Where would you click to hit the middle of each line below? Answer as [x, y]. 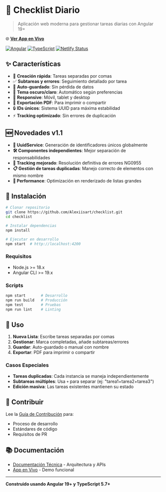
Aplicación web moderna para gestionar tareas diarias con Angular [85, 24]
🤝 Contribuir [25, 402]
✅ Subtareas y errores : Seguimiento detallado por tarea [70, 81]
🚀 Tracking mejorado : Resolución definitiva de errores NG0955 [77, 163]
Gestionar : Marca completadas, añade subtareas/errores [71, 342]
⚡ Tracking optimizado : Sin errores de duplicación [64, 115]
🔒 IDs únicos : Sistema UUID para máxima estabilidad [66, 108]
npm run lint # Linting [33, 309]
